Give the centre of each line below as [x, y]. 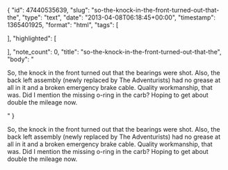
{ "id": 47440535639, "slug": [49, 10]
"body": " [21, 59]
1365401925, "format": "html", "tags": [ [63, 25]
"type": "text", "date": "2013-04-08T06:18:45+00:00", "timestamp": [119, 17]
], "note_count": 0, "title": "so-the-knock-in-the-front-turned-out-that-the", [114, 52]
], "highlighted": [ [32, 38]
